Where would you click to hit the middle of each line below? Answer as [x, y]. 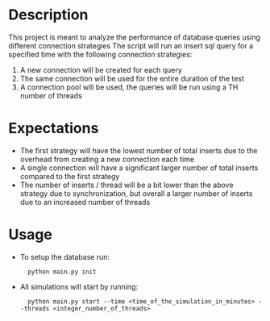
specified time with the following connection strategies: [100, 54]
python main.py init [62, 272]
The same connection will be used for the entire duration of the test [132, 78]
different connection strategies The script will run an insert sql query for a [131, 45]
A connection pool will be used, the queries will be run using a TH [129, 87]
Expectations [54, 129]
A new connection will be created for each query [101, 69]
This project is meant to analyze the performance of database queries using [134, 37]
